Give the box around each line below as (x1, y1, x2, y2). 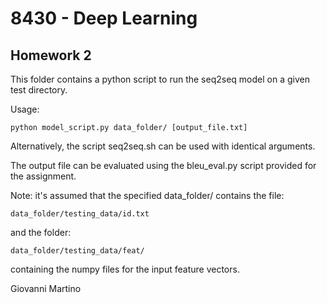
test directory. (10, 84, 68, 96)
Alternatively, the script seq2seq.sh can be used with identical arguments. (10, 140, 316, 152)
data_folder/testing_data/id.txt (10, 209, 150, 219)
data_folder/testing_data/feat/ (10, 246, 145, 256)
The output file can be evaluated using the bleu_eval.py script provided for (10, 160, 317, 171)
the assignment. (10, 170, 77, 182)
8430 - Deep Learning (10, 7, 198, 30)
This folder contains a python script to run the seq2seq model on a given (10, 73, 310, 85)
